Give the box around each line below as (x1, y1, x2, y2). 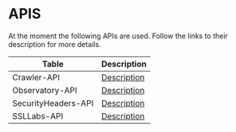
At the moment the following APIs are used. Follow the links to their (8, 31, 229, 41)
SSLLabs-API (12, 111, 64, 122)
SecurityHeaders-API (12, 97, 94, 108)
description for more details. (8, 39, 101, 49)
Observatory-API (12, 84, 77, 95)
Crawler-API (12, 72, 60, 83)
